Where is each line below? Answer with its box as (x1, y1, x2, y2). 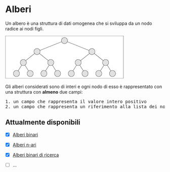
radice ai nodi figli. (5, 25, 44, 31)
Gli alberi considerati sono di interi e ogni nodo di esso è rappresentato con (5, 83, 162, 90)
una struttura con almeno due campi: (5, 89, 83, 95)
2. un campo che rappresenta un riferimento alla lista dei (5, 104, 158, 109)
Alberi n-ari (12, 142, 36, 148)
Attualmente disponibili (5, 118, 80, 127)
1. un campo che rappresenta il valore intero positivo (5, 99, 147, 104)
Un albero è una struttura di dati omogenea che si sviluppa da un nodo (5, 20, 152, 26)
